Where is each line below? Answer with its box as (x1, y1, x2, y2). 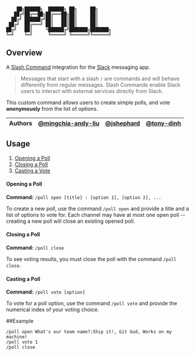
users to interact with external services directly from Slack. (20, 87, 163, 94)
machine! (6, 334, 28, 340)
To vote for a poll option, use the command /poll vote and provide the (6, 300, 177, 307)
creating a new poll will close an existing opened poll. (6, 217, 135, 225)
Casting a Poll (6, 275, 41, 282)
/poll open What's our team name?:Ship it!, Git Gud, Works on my (6, 329, 172, 335)
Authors (9, 119, 33, 127)
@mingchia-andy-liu (38, 119, 100, 127)
